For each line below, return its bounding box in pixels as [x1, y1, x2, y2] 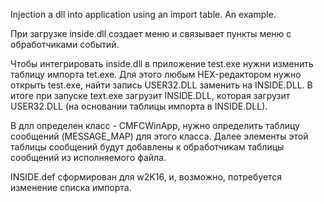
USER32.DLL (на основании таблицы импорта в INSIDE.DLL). [10, 100, 268, 112]
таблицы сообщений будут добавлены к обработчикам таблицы [10, 141, 285, 153]
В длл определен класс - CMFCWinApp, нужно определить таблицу [10, 120, 300, 131]
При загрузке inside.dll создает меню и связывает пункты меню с [10, 28, 292, 39]
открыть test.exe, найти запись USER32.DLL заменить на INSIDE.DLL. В [10, 79, 313, 91]
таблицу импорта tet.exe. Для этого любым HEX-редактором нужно [10, 69, 302, 80]
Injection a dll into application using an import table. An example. [10, 9, 277, 20]
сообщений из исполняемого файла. [10, 152, 167, 163]
